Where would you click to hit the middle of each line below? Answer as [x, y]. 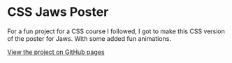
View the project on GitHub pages [56, 52]
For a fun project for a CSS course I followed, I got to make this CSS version [116, 31]
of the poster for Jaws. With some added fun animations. [89, 38]
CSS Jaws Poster [58, 12]
